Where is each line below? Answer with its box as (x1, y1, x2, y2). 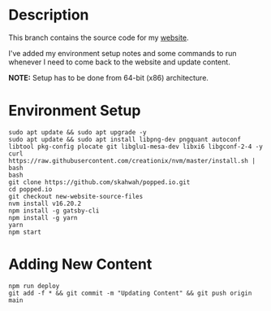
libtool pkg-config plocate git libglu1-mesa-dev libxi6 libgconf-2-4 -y (8, 142, 264, 151)
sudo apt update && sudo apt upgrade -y (8, 128, 148, 136)
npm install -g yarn (8, 213, 79, 221)
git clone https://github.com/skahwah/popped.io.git (8, 177, 191, 186)
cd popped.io (8, 185, 53, 193)
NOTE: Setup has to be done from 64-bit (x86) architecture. (8, 72, 209, 82)
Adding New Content (8, 255, 153, 274)
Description (8, 6, 89, 24)
